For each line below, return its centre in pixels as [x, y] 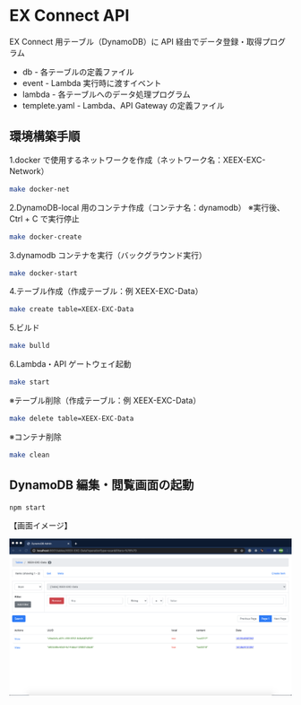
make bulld [30, 346]
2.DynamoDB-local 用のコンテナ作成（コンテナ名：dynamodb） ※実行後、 [147, 207]
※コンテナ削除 [35, 437]
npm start [28, 508]
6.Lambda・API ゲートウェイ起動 [70, 364]
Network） [29, 170]
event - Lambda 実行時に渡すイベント [92, 83]
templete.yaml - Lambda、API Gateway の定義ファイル [123, 105]
